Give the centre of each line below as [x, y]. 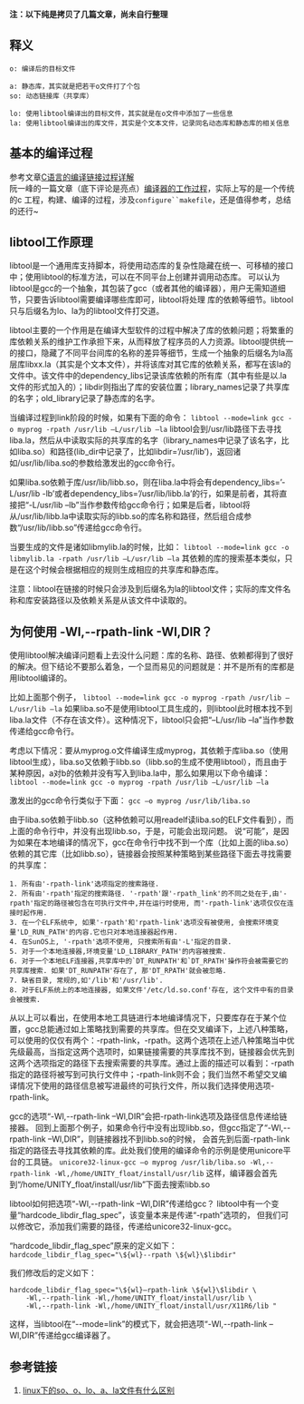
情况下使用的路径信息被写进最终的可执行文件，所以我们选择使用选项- [146, 1086]
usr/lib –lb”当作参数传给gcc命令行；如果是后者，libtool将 [145, 505]
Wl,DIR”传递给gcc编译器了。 [62, 1335]
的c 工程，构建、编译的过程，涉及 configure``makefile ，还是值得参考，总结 [150, 200]
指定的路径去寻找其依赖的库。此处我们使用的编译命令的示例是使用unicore [146, 1151]
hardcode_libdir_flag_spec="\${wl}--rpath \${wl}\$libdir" [123, 1255]
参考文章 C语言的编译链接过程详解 [72, 177]
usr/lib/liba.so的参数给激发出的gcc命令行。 [100, 463]
